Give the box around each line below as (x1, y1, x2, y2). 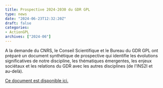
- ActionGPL (5, 30, 29, 35)
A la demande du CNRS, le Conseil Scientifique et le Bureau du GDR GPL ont (5, 47, 158, 53)
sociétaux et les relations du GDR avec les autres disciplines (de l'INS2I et (5, 63, 153, 69)
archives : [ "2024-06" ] (5, 35, 51, 39)
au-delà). (5, 68, 23, 74)
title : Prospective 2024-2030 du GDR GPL (5, 7, 91, 12)
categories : (5, 25, 29, 30)
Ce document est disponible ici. (5, 77, 69, 83)
